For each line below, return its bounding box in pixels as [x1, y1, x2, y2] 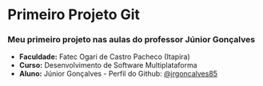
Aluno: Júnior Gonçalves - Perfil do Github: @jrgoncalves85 [18, 69, 217, 79]
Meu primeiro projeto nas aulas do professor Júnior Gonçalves [7, 34, 256, 45]
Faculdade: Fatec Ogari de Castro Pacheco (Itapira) [18, 52, 191, 61]
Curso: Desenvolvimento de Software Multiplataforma [18, 61, 197, 70]
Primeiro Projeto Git [7, 6, 141, 24]
